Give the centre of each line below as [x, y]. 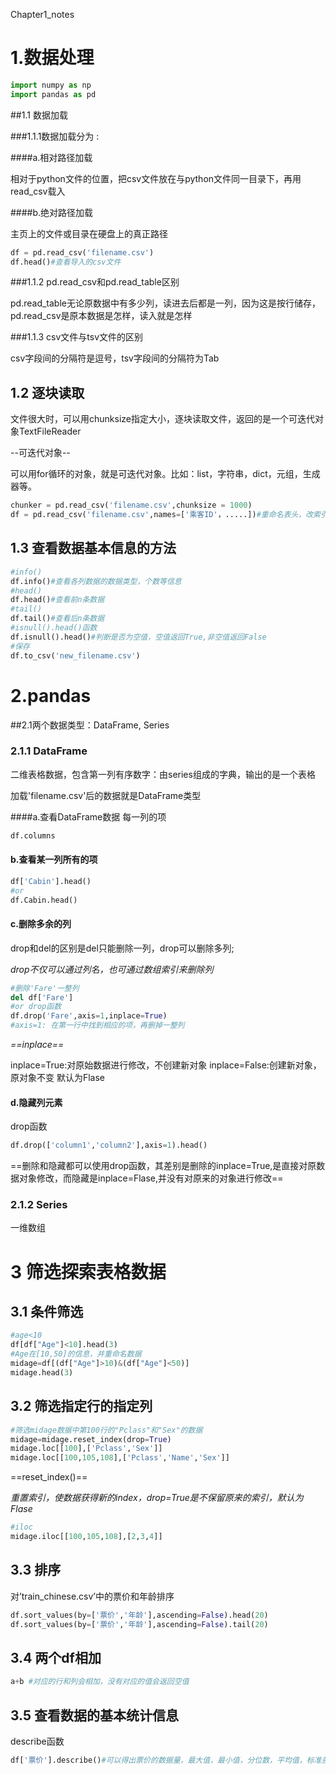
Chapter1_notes [42, 14]
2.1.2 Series [39, 1205]
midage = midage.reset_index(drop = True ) [91, 1439]
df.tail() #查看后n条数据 [57, 619]
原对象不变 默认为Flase [58, 1078]
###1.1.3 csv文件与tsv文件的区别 [77, 337]
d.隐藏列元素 [36, 1102]
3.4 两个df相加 [56, 1657]
